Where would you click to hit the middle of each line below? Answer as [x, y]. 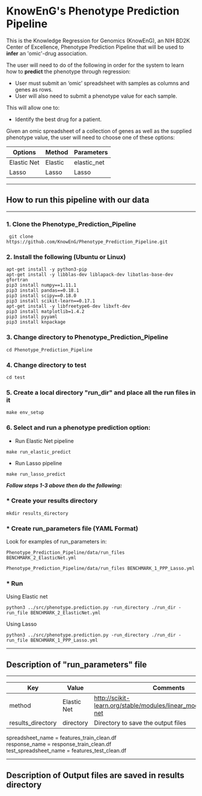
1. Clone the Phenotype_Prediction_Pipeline [71, 224]
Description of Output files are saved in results [95, 775]
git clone [21, 237]
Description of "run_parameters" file [77, 664]
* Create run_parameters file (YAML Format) [72, 528]
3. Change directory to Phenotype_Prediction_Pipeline [87, 337]
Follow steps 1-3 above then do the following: [64, 485]
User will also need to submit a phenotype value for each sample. [96, 96]
